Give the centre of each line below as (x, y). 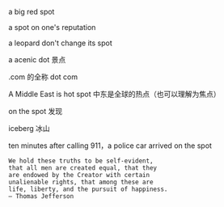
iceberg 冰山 (29, 128)
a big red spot (32, 12)
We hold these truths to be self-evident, (81, 161)
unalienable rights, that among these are (81, 182)
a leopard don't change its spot (61, 43)
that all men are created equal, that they (83, 168)
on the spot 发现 (36, 111)
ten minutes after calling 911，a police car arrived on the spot (110, 146)
